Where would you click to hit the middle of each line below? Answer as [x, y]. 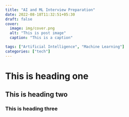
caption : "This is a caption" [41, 38]
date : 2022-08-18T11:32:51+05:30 [40, 14]
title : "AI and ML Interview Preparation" [50, 10]
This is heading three [31, 109]
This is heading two [36, 95]
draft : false [19, 19]
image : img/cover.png [32, 28]
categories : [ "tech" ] [28, 51]
